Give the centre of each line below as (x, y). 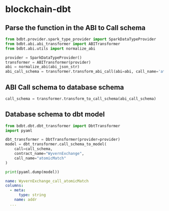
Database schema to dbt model (55, 115)
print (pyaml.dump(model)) (32, 172)
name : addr (26, 199)
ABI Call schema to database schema (65, 87)
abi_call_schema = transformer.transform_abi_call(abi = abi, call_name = (82, 72)
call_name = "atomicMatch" (40, 158)
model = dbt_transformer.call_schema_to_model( (56, 144)
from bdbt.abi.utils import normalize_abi (50, 49)
